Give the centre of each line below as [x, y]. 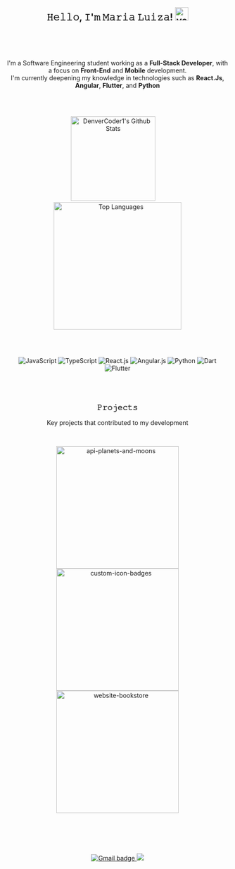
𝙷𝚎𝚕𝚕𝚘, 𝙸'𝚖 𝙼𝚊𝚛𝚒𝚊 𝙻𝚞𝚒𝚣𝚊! [110, 17]
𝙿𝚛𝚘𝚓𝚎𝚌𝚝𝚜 [118, 407]
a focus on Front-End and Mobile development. [118, 70]
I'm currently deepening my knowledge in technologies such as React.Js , [118, 77]
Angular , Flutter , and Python [118, 85]
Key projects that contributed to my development [118, 423]
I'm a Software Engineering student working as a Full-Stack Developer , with [118, 63]
